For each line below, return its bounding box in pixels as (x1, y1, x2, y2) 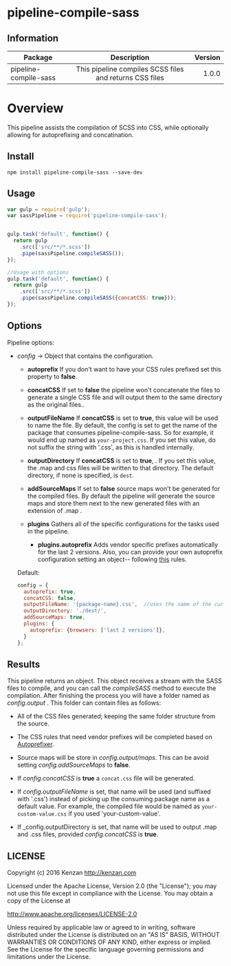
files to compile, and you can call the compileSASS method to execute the (7, 684, 217, 692)
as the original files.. (27, 400, 85, 408)
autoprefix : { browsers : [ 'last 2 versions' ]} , (30, 626, 166, 634)
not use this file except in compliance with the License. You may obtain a (7, 889, 213, 898)
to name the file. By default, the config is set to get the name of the (27, 421, 218, 429)
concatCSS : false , (23, 594, 76, 601)
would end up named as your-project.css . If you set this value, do (27, 436, 217, 444)
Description (110, 53, 150, 62)
